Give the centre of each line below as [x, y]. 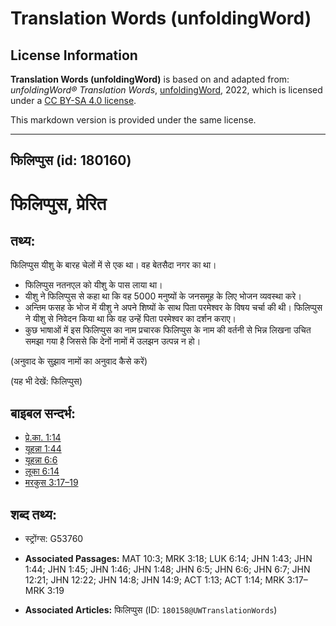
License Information [74, 55]
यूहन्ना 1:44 [43, 449]
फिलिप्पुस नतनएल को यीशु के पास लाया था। [93, 285]
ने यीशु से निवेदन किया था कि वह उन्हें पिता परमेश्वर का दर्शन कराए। [130, 319]
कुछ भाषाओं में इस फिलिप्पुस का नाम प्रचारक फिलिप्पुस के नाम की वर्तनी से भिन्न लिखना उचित [168, 330]
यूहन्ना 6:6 [41, 460]
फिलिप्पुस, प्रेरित [58, 203]
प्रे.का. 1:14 [43, 438]
